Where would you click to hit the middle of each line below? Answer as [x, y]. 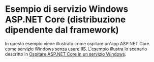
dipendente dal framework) [62, 30]
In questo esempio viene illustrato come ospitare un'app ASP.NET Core [77, 43]
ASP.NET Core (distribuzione [65, 19]
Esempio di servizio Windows [67, 9]
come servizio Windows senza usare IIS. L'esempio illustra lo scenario [76, 49]
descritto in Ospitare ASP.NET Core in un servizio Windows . [66, 54]
